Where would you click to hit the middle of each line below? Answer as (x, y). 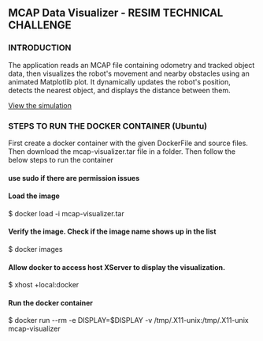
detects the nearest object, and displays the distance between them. (119, 90)
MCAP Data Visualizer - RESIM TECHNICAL (116, 13)
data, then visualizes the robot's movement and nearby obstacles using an (129, 73)
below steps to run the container (61, 159)
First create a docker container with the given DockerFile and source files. (128, 143)
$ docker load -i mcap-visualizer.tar (66, 213)
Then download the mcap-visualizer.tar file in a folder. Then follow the (122, 151)
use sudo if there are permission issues (74, 178)
